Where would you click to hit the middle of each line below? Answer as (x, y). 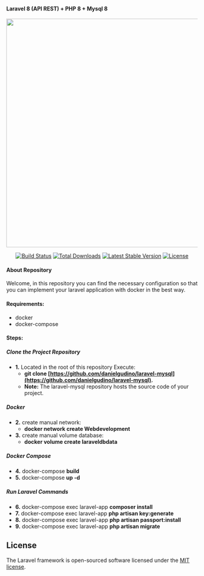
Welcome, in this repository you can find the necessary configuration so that (102, 283)
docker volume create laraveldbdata (71, 442)
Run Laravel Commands (37, 491)
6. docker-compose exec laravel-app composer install (84, 507)
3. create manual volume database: (59, 435)
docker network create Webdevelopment (77, 429)
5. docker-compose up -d (47, 478)
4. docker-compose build (47, 471)
